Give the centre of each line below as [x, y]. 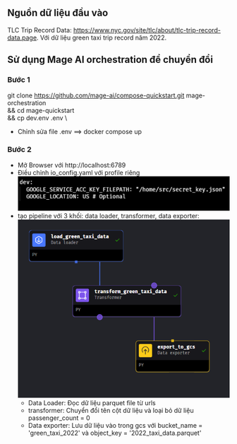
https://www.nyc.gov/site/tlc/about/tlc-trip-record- [147, 30]
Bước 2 [19, 150]
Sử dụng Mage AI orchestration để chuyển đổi [110, 60]
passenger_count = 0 [59, 418]
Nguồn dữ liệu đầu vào [58, 13]
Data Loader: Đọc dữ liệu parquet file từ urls [92, 402]
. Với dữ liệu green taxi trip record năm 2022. [102, 37]
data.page [22, 37]
